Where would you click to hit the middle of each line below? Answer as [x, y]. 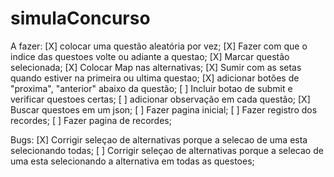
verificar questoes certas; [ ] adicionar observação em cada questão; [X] [160, 99]
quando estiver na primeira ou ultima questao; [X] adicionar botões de [155, 78]
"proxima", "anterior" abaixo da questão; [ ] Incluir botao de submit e [151, 88]
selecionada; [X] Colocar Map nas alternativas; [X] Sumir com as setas [156, 67]
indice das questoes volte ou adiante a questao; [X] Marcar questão [150, 56]
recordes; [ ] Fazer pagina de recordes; [91, 120]
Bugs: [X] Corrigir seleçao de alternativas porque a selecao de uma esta [159, 139]
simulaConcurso [80, 18]
